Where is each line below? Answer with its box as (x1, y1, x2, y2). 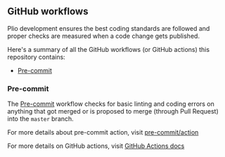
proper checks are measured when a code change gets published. (7, 32, 200, 40)
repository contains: (7, 53, 65, 61)
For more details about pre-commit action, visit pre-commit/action (7, 128, 199, 137)
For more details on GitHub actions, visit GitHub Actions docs (7, 142, 185, 150)
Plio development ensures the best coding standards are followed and (7, 24, 210, 32)
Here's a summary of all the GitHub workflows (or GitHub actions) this (7, 45, 210, 53)
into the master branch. (7, 115, 74, 123)
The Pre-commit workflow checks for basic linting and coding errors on (7, 100, 214, 108)
